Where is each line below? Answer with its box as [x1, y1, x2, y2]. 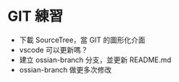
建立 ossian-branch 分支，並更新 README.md [18, 55, 172, 64]
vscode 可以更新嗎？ [18, 45, 89, 54]
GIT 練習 [7, 7, 63, 25]
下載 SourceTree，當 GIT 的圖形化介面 [18, 35, 146, 45]
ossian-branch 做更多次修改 [18, 64, 112, 74]
